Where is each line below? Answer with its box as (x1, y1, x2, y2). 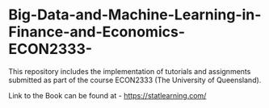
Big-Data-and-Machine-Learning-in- (8, 6, 262, 24)
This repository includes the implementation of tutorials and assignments (8, 66, 251, 76)
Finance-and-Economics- (8, 23, 186, 41)
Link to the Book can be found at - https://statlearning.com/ (8, 90, 207, 100)
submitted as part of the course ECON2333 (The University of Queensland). (8, 75, 262, 85)
